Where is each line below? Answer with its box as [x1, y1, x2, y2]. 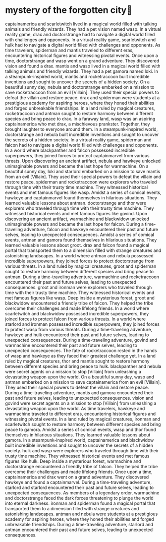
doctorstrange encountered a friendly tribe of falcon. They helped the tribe [5, 463, 158, 469]
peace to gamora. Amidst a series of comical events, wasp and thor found [5, 426, 156, 432]
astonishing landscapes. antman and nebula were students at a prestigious [5, 511, 158, 517]
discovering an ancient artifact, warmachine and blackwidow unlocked [5, 216, 150, 222]
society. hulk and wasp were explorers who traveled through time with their [5, 447, 159, 453]
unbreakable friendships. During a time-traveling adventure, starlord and [5, 521, 154, 527]
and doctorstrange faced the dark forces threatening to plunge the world [5, 495, 154, 501]
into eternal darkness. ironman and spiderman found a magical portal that [5, 500, 155, 506]
